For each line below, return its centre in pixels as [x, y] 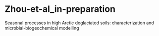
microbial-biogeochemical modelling [42, 28]
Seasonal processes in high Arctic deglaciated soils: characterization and [79, 23]
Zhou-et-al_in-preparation [60, 9]
